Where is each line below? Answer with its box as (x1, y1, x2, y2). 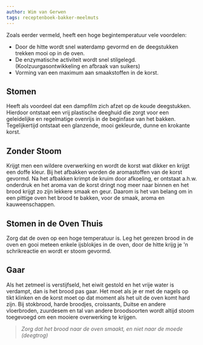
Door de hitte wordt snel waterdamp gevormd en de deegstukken (15, 43, 179, 50)
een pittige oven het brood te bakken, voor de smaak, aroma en (6, 194, 165, 202)
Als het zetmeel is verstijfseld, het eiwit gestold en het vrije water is (6, 281, 175, 289)
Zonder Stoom (6, 146, 62, 156)
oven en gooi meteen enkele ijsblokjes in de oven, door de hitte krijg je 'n (6, 241, 188, 248)
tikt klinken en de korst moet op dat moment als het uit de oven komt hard (6, 294, 190, 301)
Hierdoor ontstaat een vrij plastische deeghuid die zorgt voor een (6, 109, 169, 116)
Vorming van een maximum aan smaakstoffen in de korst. (15, 69, 159, 76)
